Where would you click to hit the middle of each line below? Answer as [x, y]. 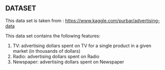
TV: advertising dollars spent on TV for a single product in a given [82, 46]
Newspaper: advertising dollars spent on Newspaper [68, 62]
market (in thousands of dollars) [47, 51]
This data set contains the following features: [53, 36]
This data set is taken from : [35, 20]
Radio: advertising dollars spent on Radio [56, 56]
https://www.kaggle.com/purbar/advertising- [112, 20]
